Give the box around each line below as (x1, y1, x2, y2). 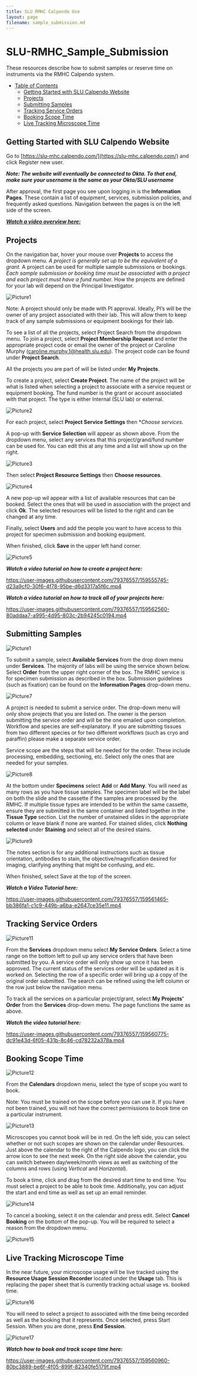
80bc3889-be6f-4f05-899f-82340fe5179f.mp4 (6, 1363, 122, 1371)
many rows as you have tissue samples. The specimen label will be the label (6, 788, 191, 795)
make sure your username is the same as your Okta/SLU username (6, 176, 174, 183)
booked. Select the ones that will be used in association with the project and (6, 501, 191, 508)
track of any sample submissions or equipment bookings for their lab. (6, 317, 175, 324)
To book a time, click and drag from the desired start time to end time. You (6, 1177, 186, 1184)
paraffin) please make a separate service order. (6, 735, 122, 742)
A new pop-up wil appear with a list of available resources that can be (6, 494, 176, 501)
